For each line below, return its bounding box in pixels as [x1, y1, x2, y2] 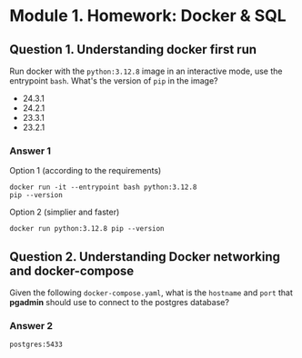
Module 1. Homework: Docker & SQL [9, 5, 287, 26]
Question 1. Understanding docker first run [9, 42, 257, 57]
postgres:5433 [9, 340, 64, 350]
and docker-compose [9, 263, 135, 278]
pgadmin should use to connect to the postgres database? [9, 297, 230, 308]
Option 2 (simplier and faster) [9, 206, 120, 218]
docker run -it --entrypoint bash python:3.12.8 [9, 183, 197, 192]
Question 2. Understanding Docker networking [9, 249, 280, 264]
